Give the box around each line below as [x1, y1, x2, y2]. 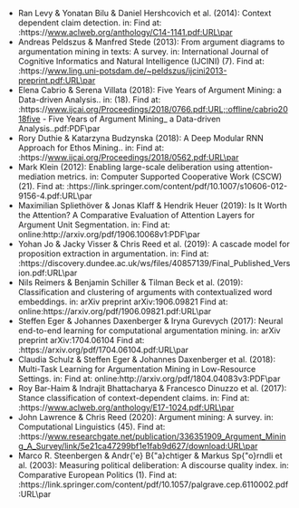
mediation [17, 171, 56, 182]
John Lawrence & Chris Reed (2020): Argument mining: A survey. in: [17, 412, 274, 422]
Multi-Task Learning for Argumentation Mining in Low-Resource [17, 364, 256, 374]
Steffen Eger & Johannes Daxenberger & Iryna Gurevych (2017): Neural [17, 316, 284, 326]
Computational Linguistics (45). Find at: [17, 421, 166, 432]
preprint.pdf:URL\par [17, 75, 96, 85]
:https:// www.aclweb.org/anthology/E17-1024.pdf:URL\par [17, 402, 235, 413]
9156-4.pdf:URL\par [17, 190, 92, 201]
